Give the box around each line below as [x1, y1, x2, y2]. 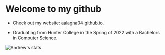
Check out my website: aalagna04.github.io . [12, 20, 104, 26]
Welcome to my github [5, 3, 102, 15]
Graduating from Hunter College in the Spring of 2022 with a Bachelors [12, 29, 160, 35]
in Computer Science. [12, 35, 58, 41]
